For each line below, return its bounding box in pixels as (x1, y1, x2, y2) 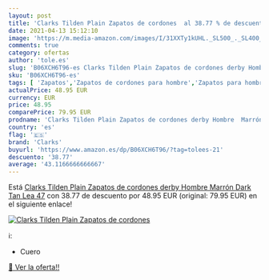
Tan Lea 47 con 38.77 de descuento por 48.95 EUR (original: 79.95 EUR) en (8, 191, 258, 201)
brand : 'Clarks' (8, 138, 62, 146)
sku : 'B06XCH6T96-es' (8, 71, 81, 79)
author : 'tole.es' (8, 57, 70, 65)
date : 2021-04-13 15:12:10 (8, 26, 98, 34)
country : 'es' (8, 123, 56, 131)
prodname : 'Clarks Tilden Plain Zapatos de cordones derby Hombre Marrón (8, 116, 263, 124)
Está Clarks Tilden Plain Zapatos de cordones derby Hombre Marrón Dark (8, 182, 251, 192)
